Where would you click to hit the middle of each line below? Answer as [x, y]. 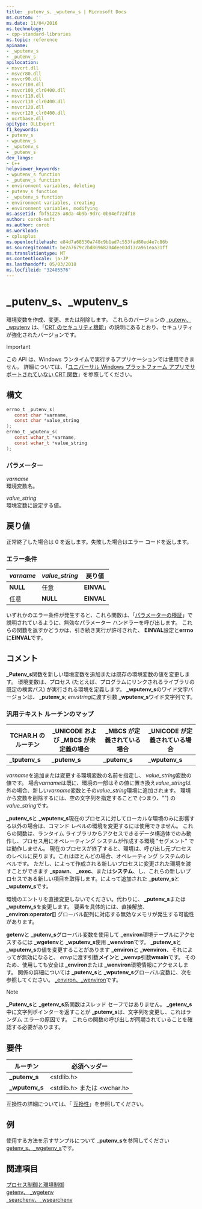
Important [18, 346]
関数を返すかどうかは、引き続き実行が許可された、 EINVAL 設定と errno [105, 630]
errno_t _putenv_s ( [31, 409]
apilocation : [23, 62]
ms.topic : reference [32, 40]
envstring [79, 697]
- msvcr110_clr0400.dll [36, 101]
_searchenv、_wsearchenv [40, 1199]
